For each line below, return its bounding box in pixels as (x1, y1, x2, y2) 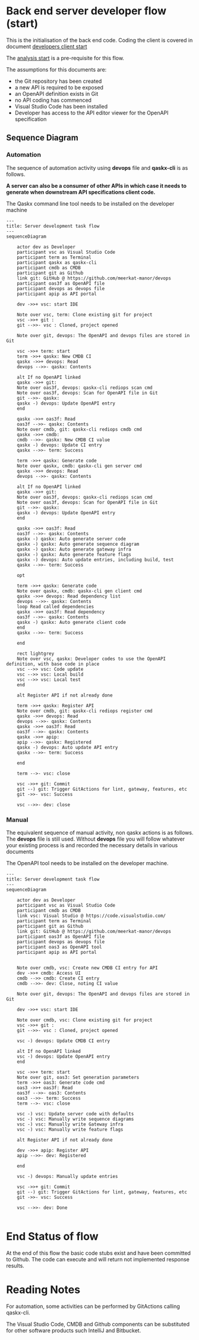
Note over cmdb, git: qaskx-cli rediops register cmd (17, 708, 153, 714)
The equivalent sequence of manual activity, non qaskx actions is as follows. (6, 829, 194, 836)
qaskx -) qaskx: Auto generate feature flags (17, 551, 132, 558)
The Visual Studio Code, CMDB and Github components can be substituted (6, 1320, 190, 1327)
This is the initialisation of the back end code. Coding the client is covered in (6, 36, 193, 43)
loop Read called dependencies (17, 604, 94, 610)
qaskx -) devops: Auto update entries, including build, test (17, 556, 174, 562)
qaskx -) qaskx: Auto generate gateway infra (17, 546, 132, 552)
